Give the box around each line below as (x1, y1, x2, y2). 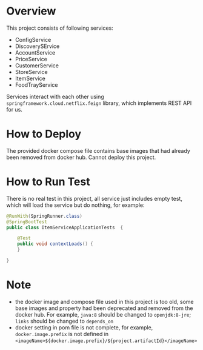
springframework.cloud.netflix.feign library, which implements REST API (6, 99, 192, 107)
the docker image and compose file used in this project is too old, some (15, 298, 194, 305)
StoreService (15, 68, 48, 75)
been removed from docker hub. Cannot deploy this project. (6, 153, 156, 161)
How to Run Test (6, 175, 90, 189)
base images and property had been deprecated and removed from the (15, 305, 193, 312)
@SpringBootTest (6, 218, 47, 225)
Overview (6, 4, 56, 18)
